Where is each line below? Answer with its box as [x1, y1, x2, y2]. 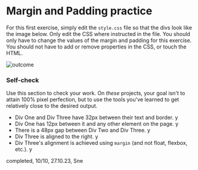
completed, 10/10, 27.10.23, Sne [6, 157, 83, 165]
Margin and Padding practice [6, 4, 153, 18]
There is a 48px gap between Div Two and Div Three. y [14, 127, 151, 134]
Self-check [6, 76, 39, 84]
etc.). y [14, 145, 33, 153]
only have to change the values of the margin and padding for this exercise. [6, 37, 192, 44]
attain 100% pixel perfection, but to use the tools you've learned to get [6, 96, 180, 103]
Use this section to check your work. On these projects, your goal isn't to [6, 90, 185, 97]
